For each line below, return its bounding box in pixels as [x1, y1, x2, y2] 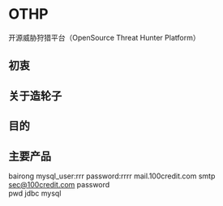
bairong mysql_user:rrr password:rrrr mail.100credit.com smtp [8, 171, 216, 181]
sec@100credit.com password [8, 179, 110, 189]
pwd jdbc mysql [8, 188, 62, 198]
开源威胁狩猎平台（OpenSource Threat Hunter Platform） [8, 32, 200, 42]
